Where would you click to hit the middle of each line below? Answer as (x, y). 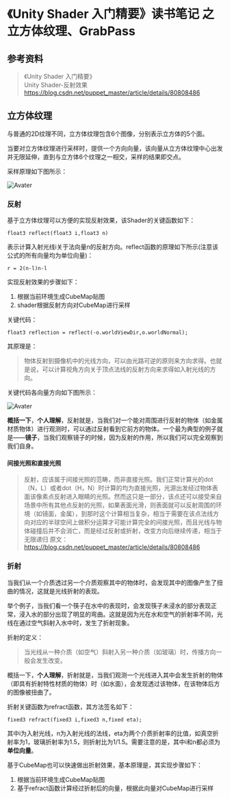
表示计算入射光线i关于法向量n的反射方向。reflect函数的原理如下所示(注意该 (113, 247)
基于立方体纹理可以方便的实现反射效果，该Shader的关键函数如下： (101, 221)
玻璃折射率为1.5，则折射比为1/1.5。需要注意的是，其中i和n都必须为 (127, 741)
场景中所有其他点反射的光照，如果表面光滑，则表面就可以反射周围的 (120, 505)
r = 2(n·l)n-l (27, 269)
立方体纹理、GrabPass (71, 31)
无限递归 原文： (46, 539)
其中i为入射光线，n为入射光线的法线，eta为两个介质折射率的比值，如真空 (110, 733)
